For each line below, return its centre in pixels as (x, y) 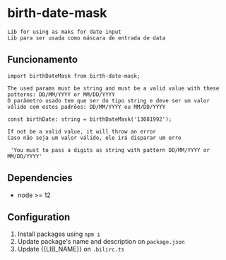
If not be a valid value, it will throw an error (82, 131)
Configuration (39, 217)
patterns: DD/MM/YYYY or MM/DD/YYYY (61, 94)
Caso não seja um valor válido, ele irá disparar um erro (94, 138)
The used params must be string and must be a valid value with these (113, 88)
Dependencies (40, 178)
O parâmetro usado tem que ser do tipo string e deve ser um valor (109, 100)
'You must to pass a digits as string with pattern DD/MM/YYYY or (110, 150)
